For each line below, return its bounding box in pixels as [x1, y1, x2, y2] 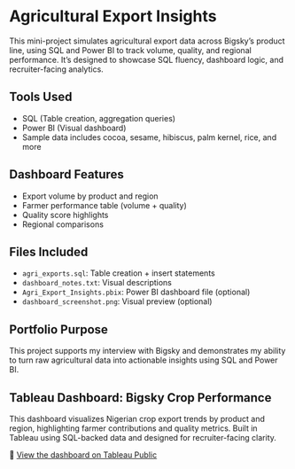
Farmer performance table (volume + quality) [21, 199, 188, 210]
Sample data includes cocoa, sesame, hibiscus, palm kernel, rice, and [21, 131, 277, 143]
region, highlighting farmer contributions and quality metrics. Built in [9, 423, 259, 434]
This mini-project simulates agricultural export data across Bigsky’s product [9, 35, 285, 46]
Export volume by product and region [21, 191, 159, 201]
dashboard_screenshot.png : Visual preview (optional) [21, 296, 213, 307]
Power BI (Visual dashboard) [21, 122, 127, 133]
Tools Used [9, 90, 73, 105]
